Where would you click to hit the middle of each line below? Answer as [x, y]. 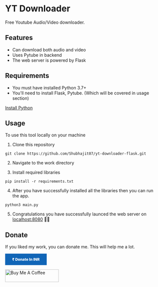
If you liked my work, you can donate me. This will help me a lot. [70, 247]
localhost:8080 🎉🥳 [31, 219]
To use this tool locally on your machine [45, 135]
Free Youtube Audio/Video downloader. [45, 22]
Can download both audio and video [49, 49]
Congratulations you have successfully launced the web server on [79, 214]
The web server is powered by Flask [49, 60]
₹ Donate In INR [26, 260]
